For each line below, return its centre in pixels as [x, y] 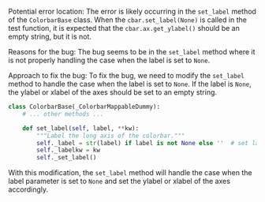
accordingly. [28, 189]
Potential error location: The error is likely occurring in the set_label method [132, 11]
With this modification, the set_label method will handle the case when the [130, 173]
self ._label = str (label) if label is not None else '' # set [142, 143]
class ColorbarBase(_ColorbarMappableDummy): [84, 107]
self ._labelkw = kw [69, 150]
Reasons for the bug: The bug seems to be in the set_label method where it [132, 52]
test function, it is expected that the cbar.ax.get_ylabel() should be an [124, 28]
